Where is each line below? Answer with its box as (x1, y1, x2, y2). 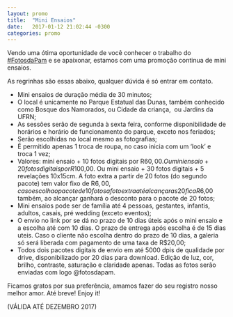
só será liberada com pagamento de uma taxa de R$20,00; (17, 238, 186, 247)
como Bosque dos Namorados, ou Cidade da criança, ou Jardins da (17, 105, 214, 114)
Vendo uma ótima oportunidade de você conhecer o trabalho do (7, 49, 191, 57)
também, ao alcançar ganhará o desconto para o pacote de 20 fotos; (17, 194, 216, 203)
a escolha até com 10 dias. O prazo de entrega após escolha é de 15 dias (17, 224, 226, 232)
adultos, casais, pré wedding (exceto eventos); (17, 209, 152, 217)
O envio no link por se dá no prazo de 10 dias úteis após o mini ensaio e (17, 217, 223, 225)
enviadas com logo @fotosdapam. (17, 268, 116, 277)
